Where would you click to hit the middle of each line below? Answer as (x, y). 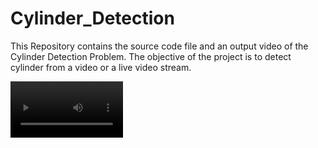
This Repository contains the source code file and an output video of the (159, 46)
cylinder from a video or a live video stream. (101, 67)
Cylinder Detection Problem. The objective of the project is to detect (151, 56)
